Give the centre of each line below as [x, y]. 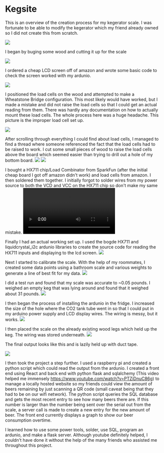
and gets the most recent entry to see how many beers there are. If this [77, 399]
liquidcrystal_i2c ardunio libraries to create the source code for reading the [81, 247]
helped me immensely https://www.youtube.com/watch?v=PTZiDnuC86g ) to [82, 379]
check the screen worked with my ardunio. [48, 75]
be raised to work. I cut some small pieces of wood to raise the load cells [79, 149]
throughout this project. [29, 445]
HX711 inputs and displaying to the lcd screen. [51, 253]
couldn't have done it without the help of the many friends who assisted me [81, 440]
